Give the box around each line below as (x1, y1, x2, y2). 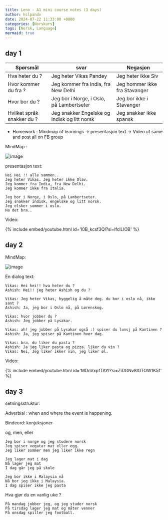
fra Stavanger (116, 87, 148, 94)
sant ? (5, 301, 19, 306)
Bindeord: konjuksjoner (5, 420, 53, 426)
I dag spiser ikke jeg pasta (5, 483, 66, 488)
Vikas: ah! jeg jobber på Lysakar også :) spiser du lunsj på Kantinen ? (5, 327, 162, 332)
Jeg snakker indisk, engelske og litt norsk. (5, 199, 101, 204)
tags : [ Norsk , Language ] (5, 26, 57, 31)
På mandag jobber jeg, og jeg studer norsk (5, 501, 97, 506)
